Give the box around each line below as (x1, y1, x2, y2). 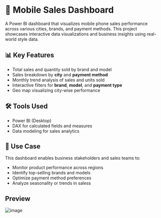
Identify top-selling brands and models (12, 170, 91, 176)
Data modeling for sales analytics (12, 128, 80, 134)
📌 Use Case (5, 142, 41, 150)
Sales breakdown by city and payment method (12, 72, 108, 77)
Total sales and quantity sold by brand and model (12, 66, 112, 73)
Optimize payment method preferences (12, 175, 92, 181)
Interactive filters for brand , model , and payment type (12, 82, 122, 88)
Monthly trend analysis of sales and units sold (12, 77, 105, 83)
